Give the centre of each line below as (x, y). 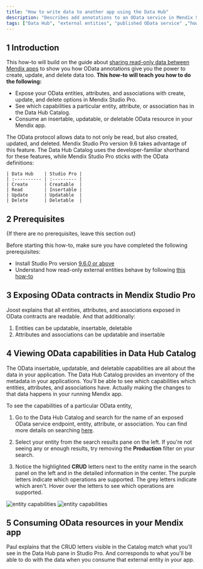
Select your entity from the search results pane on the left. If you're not (103, 442)
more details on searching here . (55, 430)
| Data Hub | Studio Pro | (44, 174)
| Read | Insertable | (44, 190)
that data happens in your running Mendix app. (65, 393)
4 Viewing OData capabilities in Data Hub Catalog (101, 354)
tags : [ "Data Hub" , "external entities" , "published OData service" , (97, 23)
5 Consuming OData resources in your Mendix (95, 523)
